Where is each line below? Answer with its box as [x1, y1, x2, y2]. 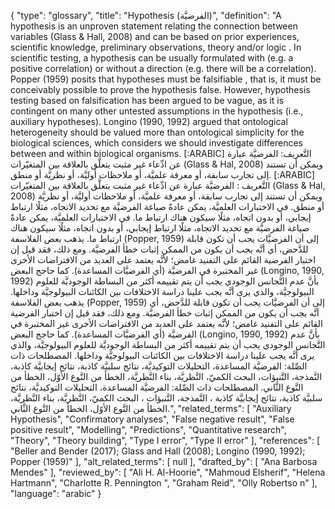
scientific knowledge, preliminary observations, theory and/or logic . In [10, 41, 302, 53]
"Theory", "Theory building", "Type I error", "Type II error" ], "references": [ [10, 435, 321, 446]
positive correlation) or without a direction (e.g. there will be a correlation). [10, 63, 317, 74]
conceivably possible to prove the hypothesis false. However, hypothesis [10, 84, 311, 95]
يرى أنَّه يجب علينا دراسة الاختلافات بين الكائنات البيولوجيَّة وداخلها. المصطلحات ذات [10, 350, 315, 361]
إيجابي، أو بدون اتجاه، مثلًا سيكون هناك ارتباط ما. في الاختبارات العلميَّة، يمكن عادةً [10, 211, 312, 223]
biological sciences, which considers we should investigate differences [10, 137, 303, 149]
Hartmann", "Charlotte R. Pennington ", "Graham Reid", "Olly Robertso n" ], [10, 477, 318, 489]
